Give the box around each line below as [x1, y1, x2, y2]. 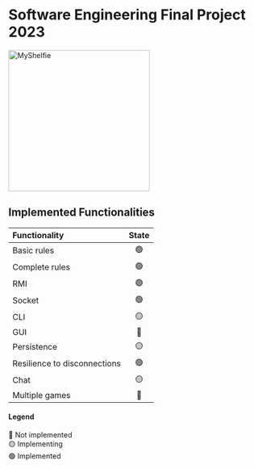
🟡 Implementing [8, 438, 63, 449]
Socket [12, 295, 39, 306]
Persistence [12, 341, 58, 353]
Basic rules [12, 245, 55, 256]
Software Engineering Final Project [8, 6, 246, 24]
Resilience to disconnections [12, 358, 121, 369]
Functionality [12, 229, 65, 241]
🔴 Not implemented [8, 429, 73, 439]
